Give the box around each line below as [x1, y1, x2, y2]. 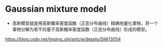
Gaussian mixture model [5, 3, 107, 15]
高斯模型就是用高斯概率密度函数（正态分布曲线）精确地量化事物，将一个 [12, 20, 158, 26]
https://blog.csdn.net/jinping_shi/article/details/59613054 [5, 36, 121, 42]
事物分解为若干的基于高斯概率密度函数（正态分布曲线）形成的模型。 [12, 26, 150, 32]
